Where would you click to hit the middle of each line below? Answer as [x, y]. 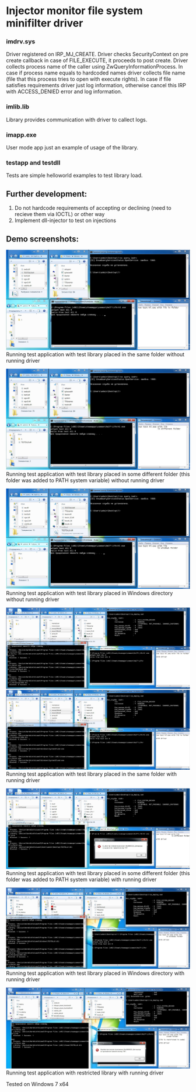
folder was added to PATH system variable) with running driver [81, 879]
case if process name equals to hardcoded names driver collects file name [96, 73]
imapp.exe [21, 135]
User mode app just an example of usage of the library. [72, 148]
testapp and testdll [33, 163]
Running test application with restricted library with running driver [85, 1073]
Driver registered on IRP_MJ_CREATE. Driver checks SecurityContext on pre [97, 54]
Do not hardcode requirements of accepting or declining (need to [93, 208]
